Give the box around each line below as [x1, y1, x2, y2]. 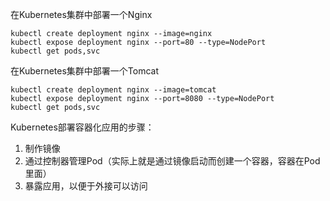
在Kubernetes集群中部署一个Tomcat [10, 65, 160, 77]
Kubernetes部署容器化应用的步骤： [10, 121, 155, 133]
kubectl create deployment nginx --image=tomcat [10, 85, 217, 95]
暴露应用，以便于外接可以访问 [24, 180, 148, 192]
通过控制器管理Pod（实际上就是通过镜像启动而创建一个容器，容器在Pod [24, 155, 321, 167]
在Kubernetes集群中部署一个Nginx [10, 9, 153, 20]
